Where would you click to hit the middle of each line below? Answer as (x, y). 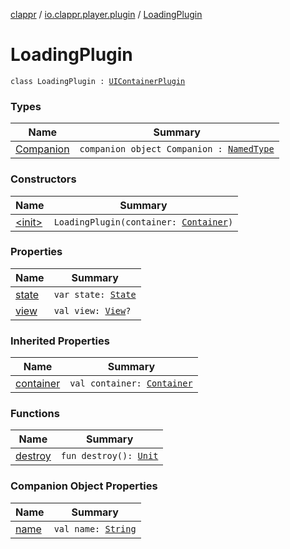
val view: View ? (92, 310)
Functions (35, 414)
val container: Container (131, 383)
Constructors (43, 179)
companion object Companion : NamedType (177, 149)
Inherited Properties (60, 341)
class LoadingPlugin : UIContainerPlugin (98, 81)
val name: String (95, 528)
